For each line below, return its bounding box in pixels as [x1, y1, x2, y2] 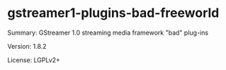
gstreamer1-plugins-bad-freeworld [7, 5, 220, 21]
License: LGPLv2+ [7, 55, 60, 64]
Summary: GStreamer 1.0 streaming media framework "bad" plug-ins [7, 28, 209, 37]
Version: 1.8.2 [7, 42, 47, 50]
